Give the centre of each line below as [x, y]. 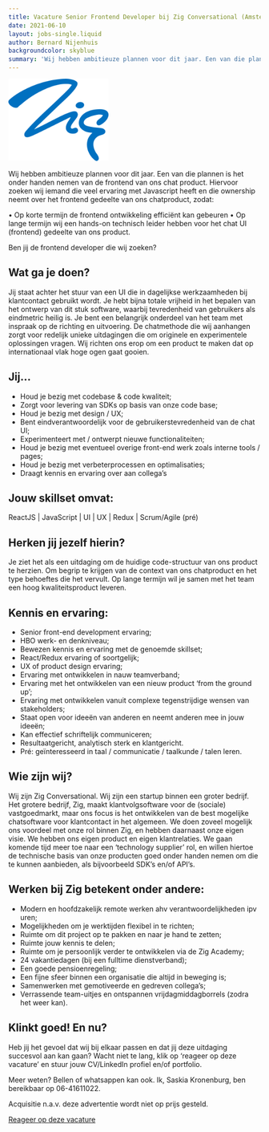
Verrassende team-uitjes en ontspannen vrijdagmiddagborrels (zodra [134, 994]
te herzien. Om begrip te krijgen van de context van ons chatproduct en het [132, 570]
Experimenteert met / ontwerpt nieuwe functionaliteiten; [112, 439]
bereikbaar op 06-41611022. [54, 1088]
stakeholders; [42, 709]
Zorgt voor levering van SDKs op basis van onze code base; [119, 404]
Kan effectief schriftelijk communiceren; [86, 735]
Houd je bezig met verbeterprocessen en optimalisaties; [112, 465]
